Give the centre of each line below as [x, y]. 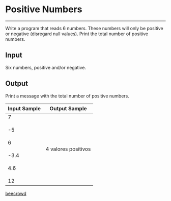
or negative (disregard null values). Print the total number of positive [77, 34]
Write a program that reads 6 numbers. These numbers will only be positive [84, 28]
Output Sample [68, 108]
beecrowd [16, 193]
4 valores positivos [68, 149]
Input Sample [24, 108]
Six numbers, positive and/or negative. [46, 67]
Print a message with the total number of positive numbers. [67, 96]
